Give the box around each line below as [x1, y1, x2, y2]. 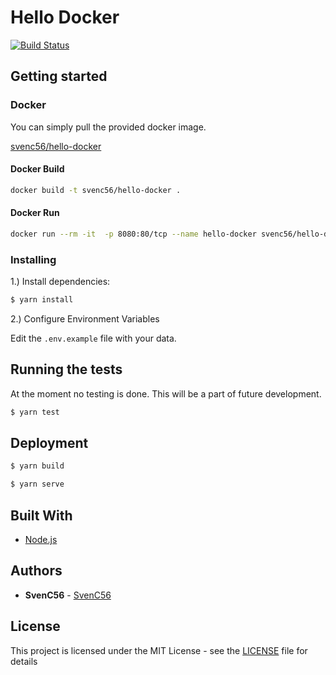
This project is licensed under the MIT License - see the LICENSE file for [10, 644, 308, 656]
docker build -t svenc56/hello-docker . [10, 185, 182, 195]
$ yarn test [10, 407, 60, 417]
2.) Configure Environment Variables [10, 312, 160, 325]
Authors [10, 562, 63, 580]
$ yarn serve [10, 479, 65, 490]
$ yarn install [10, 295, 74, 305]
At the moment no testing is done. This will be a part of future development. [10, 387, 322, 400]
